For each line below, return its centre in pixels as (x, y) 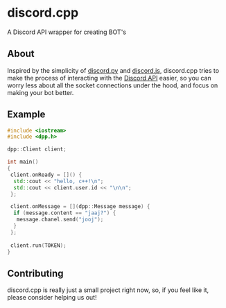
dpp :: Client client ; (37, 149)
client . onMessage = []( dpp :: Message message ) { (80, 207)
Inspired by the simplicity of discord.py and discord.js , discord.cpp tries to (113, 70)
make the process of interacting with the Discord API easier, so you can (109, 78)
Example (26, 115)
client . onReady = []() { (46, 175)
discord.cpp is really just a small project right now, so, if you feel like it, (108, 290)
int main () (23, 162)
